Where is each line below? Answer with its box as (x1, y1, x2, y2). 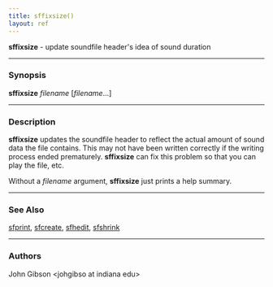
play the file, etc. (8, 160, 65, 171)
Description (8, 115, 56, 127)
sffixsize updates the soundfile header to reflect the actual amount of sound (8, 135, 265, 145)
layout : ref (8, 20, 49, 28)
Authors (8, 250, 42, 262)
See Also (8, 204, 45, 215)
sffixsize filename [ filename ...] (8, 88, 112, 98)
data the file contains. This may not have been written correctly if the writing (8, 143, 264, 153)
